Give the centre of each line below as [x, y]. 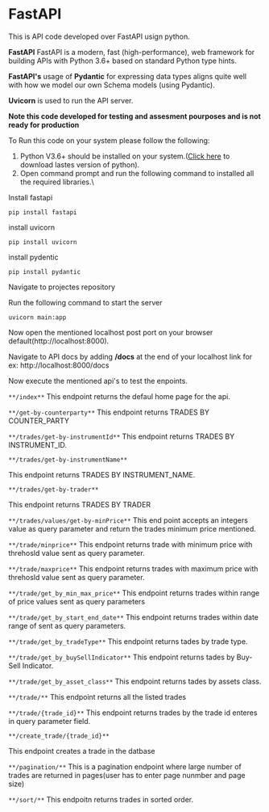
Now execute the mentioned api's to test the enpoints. [98, 381]
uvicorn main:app [37, 317]
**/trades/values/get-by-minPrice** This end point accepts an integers [128, 520]
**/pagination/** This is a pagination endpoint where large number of [125, 766]
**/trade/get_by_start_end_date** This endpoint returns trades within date [134, 617]
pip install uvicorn [43, 242]
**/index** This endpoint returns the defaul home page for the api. [120, 396]
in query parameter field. [50, 721]
